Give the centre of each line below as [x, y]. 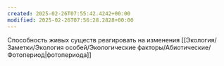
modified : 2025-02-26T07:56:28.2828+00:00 [70, 20]
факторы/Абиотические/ [174, 47]
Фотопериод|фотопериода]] [49, 55]
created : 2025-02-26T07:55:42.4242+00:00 [69, 14]
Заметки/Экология [36, 47]
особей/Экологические [100, 47]
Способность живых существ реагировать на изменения [94, 40]
